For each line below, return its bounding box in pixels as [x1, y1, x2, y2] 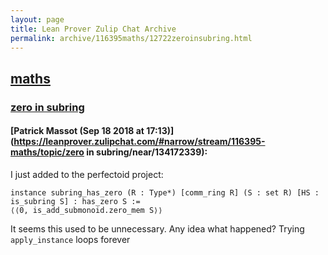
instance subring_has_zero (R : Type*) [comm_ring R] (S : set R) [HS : [10, 187, 320, 198]
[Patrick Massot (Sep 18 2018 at [10, 125, 145, 137]
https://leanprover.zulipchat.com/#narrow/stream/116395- [13, 136, 266, 148]
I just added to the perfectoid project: [10, 168, 164, 180]
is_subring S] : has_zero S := [10, 196, 141, 206]
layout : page [10, 14, 65, 25]
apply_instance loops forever [10, 233, 131, 245]
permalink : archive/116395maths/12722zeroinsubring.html [10, 33, 253, 43]
